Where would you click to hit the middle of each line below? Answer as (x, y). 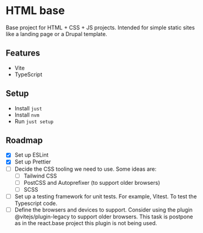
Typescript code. (36, 203)
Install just (28, 108)
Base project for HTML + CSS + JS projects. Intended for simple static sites (100, 27)
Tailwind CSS (40, 176)
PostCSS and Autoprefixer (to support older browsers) (92, 182)
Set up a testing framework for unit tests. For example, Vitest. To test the (106, 196)
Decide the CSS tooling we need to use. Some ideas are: (85, 169)
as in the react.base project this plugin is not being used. (86, 223)
